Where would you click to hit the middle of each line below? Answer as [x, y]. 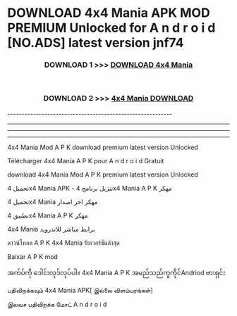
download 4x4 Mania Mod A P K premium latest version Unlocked [103, 175]
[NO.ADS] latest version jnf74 [96, 43]
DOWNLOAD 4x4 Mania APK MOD [109, 13]
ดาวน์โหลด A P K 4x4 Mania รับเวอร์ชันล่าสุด [63, 242]
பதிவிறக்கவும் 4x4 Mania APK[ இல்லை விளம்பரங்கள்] [80, 290]
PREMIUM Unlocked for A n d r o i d [111, 28]
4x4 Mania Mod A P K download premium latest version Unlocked [103, 147]
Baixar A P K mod [33, 257]
